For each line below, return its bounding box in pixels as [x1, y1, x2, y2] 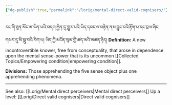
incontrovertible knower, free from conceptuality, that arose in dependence [5, 47, 164, 53]
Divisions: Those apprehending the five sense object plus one [5, 68, 137, 74]
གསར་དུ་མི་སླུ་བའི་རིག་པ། [5, 36, 45, 43]
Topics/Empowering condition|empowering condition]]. [5, 58, 122, 64]
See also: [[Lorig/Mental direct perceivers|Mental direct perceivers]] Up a [5, 88, 160, 94]
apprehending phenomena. [5, 73, 62, 79]
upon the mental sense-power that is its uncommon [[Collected [5, 52, 139, 59]
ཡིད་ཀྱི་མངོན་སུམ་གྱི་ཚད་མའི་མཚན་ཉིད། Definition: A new [45, 36, 146, 43]
